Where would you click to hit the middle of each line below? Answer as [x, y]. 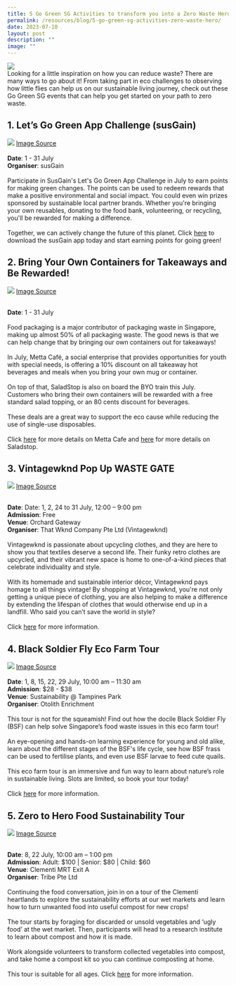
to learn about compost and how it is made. [70, 937]
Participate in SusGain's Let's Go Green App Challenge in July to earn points [118, 181]
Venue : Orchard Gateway [44, 522]
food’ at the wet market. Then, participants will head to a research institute [115, 929]
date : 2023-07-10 [33, 27]
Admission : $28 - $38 [40, 689]
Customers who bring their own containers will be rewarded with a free [110, 394]
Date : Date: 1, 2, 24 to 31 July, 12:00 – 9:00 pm [74, 507]
